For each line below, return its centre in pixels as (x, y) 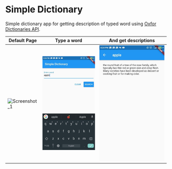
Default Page (23, 41)
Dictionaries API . (23, 29)
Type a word (69, 41)
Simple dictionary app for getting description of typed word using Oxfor (81, 24)
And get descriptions (132, 41)
